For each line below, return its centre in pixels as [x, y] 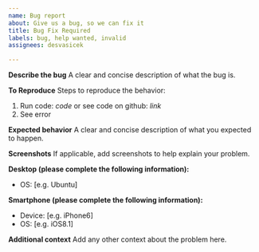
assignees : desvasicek [46, 45]
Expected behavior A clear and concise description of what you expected [130, 130]
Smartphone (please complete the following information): [106, 200]
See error [35, 114]
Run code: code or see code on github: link [90, 106]
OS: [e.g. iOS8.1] [47, 224]
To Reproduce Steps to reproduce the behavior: [87, 91]
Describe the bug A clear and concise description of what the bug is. [122, 75]
